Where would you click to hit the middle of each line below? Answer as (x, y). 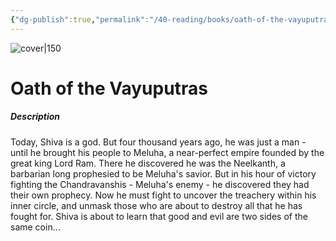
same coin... (35, 227)
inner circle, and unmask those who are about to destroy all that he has (156, 205)
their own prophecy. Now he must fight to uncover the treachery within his (163, 195)
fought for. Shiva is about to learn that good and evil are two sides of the (159, 216)
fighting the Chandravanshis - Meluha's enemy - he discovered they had (160, 184)
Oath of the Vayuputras (109, 88)
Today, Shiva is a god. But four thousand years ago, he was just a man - (158, 142)
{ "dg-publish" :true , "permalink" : (80, 19)
